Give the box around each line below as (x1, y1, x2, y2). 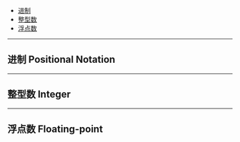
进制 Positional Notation (7, 54, 116, 66)
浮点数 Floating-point (7, 123, 104, 136)
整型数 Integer (7, 88, 71, 101)
